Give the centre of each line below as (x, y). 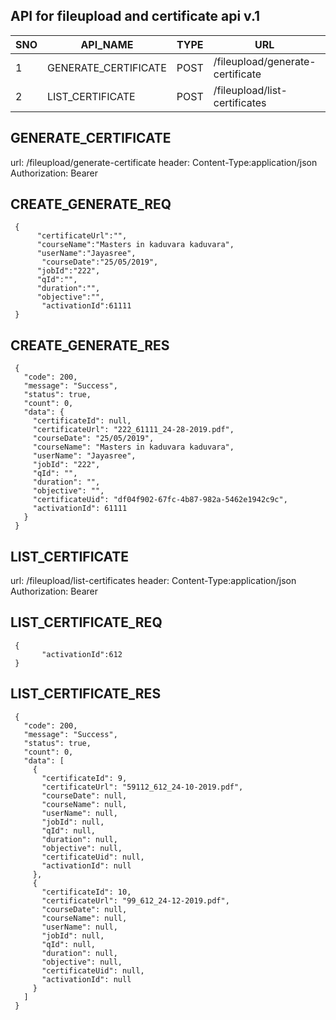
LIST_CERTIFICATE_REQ (86, 622)
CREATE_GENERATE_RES (90, 345)
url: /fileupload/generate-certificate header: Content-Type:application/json (164, 162)
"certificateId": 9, (84, 778)
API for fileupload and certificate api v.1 (135, 16)
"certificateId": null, (82, 421)
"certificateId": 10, (86, 892)
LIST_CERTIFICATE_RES (86, 694)
